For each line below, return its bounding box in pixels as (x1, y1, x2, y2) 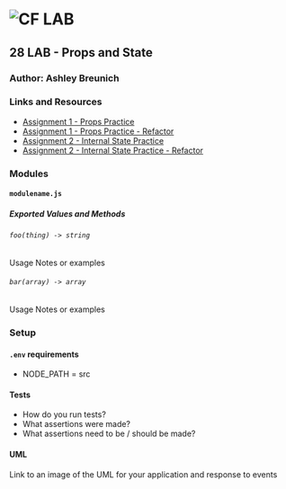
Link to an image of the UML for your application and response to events (9, 468, 278, 480)
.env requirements (9, 349, 79, 360)
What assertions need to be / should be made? (22, 428, 196, 440)
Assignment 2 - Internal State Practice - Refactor (22, 145, 204, 156)
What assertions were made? (22, 419, 131, 430)
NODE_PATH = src (22, 369, 91, 379)
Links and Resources (9, 95, 103, 108)
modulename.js (9, 190, 63, 199)
